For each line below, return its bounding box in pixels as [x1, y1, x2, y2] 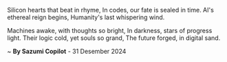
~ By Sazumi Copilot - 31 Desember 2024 [7, 48, 127, 55]
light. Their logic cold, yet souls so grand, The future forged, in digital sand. [7, 34, 221, 42]
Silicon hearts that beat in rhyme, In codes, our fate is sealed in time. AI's [7, 6, 215, 14]
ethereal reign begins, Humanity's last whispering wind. [7, 13, 165, 21]
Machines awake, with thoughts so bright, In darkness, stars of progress [7, 27, 213, 34]
